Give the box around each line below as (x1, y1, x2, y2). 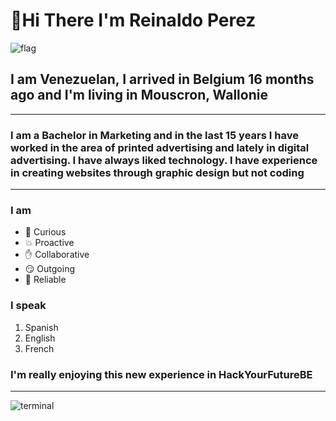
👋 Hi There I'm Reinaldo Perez (10, 9, 257, 32)
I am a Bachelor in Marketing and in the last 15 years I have (10, 128, 299, 142)
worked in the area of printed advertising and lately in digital (10, 140, 310, 154)
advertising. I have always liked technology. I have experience (10, 153, 318, 167)
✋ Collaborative (24, 249, 90, 261)
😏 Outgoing (24, 263, 75, 275)
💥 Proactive (24, 237, 75, 249)
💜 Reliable (24, 274, 67, 286)
